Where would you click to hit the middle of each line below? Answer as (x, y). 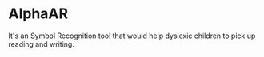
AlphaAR (38, 14)
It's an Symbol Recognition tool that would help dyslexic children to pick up (132, 36)
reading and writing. (41, 44)
